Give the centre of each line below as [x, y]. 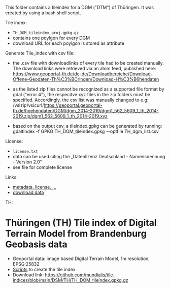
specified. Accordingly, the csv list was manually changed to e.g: [80, 100]
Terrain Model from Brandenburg [76, 234]
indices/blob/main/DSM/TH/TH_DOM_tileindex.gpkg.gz [70, 280]
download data [28, 192]
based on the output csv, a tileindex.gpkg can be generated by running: [87, 126]
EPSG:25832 [26, 264]
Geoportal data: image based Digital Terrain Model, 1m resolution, [81, 258]
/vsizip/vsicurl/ [28, 105]
